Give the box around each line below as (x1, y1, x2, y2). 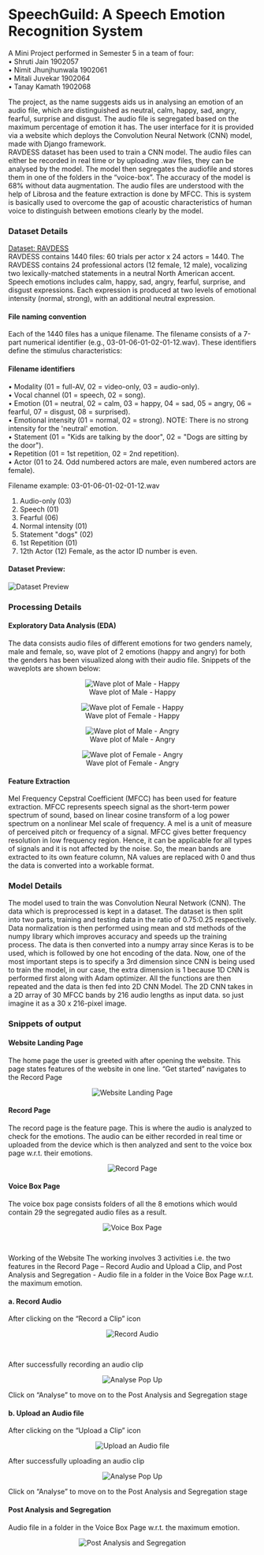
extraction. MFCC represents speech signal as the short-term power (8, 802, 230, 812)
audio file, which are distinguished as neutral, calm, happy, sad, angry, (8, 105, 237, 115)
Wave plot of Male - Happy (88, 687, 177, 697)
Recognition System (8, 22, 143, 40)
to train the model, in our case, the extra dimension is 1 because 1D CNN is (8, 965, 250, 975)
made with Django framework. (8, 139, 106, 148)
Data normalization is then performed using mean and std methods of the (8, 924, 247, 933)
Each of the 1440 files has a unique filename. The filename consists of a (8, 329, 242, 339)
